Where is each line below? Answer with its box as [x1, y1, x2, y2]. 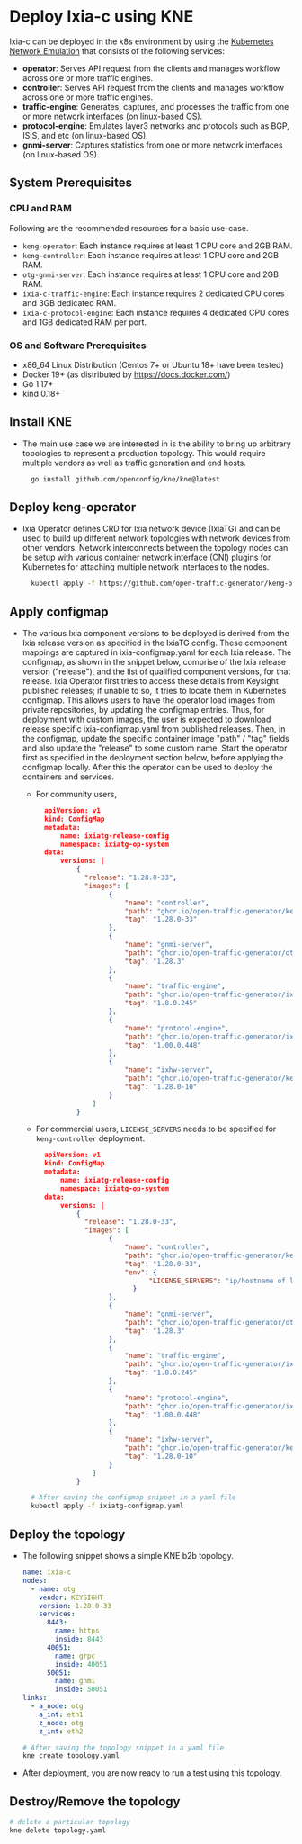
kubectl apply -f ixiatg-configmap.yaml [31, 1501, 184, 1511]
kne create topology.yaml [22, 1751, 120, 1760]
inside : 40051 [55, 1660, 108, 1669]
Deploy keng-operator [9, 499, 137, 515]
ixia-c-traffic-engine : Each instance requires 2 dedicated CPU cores [22, 288, 285, 299]
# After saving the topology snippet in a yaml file [22, 1743, 225, 1752]
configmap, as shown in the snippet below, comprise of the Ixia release [22, 657, 286, 668]
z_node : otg [39, 1718, 84, 1727]
